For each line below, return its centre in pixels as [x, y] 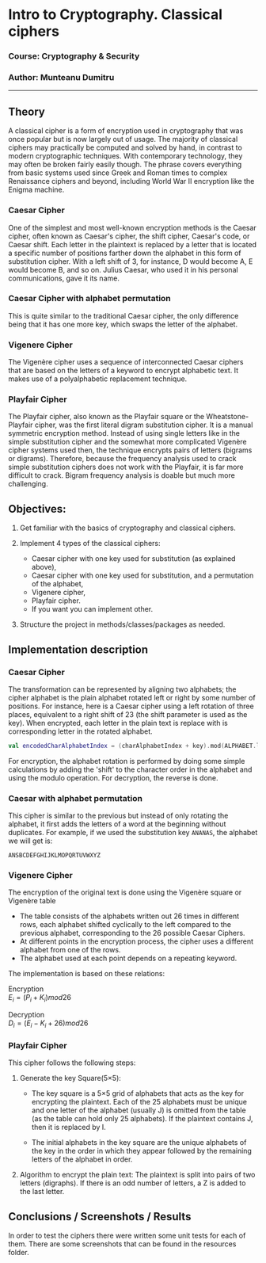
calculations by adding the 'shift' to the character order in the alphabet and [130, 769]
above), [44, 567]
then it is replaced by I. [69, 1128]
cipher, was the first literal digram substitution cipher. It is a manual [144, 425]
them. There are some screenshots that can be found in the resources [122, 1244]
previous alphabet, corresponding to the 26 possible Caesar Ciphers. [132, 933]
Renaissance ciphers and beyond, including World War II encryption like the [131, 181]
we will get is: [30, 841]
